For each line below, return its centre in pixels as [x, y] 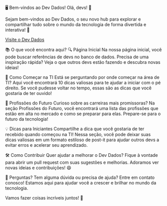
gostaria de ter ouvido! [28, 93]
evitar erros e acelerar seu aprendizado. [46, 145]
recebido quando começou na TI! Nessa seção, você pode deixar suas [78, 134]
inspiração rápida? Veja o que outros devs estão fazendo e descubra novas [83, 62]
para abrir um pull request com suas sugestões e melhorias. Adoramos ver [82, 162]
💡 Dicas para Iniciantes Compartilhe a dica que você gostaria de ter [75, 129]
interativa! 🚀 [17, 30]
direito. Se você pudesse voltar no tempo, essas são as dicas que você [78, 88]
